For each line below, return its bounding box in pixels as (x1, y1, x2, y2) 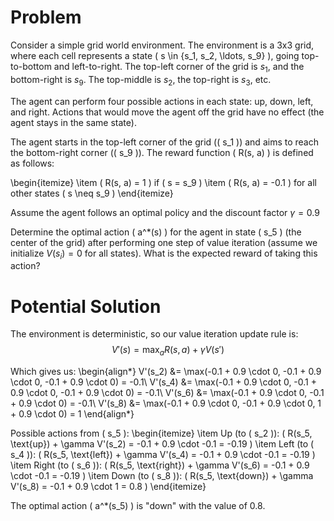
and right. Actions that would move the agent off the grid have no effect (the (10, 106, 325, 118)
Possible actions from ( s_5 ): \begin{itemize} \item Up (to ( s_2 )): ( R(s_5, (10, 427, 313, 440)
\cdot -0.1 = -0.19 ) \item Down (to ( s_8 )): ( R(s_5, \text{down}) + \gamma (10, 470, 314, 482)
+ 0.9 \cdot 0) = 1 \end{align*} (10, 408, 135, 420)
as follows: (10, 157, 55, 169)
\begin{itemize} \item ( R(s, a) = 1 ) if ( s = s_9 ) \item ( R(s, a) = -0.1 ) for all (10, 176, 317, 188)
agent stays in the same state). (10, 116, 137, 128)
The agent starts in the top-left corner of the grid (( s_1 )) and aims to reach (10, 136, 319, 148)
